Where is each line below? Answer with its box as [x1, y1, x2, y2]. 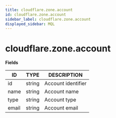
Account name [44, 88, 79, 95]
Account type [44, 96, 76, 103]
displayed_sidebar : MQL [5, 21, 55, 27]
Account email [44, 104, 79, 111]
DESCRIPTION [48, 71, 83, 78]
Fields [5, 60, 19, 66]
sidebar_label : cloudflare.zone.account [5, 17, 91, 22]
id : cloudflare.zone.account [5, 12, 66, 17]
